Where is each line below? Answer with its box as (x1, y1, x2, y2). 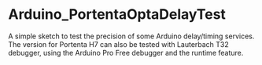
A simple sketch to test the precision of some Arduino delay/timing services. (8, 31, 255, 41)
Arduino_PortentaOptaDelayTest (8, 5, 227, 23)
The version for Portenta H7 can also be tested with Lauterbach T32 (8, 39, 230, 49)
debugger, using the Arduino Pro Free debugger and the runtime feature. (8, 48, 244, 57)
